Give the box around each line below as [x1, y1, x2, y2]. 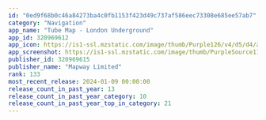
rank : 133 [8, 70, 41, 78]
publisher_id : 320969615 [8, 56, 90, 64]
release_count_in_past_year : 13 [8, 84, 115, 93]
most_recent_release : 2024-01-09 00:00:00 [8, 77, 150, 85]
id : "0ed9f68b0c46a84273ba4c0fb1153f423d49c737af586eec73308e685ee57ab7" [8, 11, 257, 20]
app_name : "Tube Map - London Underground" [8, 26, 154, 34]
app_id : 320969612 [8, 33, 69, 42]
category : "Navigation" [8, 19, 87, 27]
